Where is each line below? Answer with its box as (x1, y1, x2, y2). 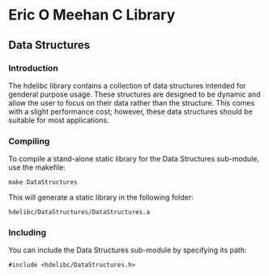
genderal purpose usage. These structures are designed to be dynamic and (8, 89, 261, 99)
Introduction (8, 63, 58, 74)
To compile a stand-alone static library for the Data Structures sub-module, (8, 154, 259, 164)
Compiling (8, 136, 50, 147)
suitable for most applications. (8, 115, 109, 125)
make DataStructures (8, 179, 79, 187)
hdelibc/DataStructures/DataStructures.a (8, 209, 151, 217)
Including (8, 227, 47, 239)
